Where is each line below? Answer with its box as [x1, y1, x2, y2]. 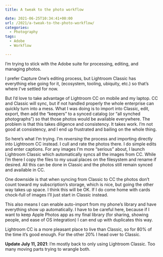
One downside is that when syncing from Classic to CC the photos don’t [5, 176, 150, 182]
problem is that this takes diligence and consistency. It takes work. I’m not [5, 121, 153, 127]
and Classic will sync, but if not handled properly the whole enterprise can [5, 100, 154, 106]
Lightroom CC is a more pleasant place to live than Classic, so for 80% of [5, 226, 152, 232]
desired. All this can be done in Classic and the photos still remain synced [5, 161, 153, 167]
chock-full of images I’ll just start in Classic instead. [5, 192, 109, 198]
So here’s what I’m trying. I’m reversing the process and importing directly [5, 136, 153, 141]
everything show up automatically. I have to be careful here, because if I [5, 206, 150, 212]
